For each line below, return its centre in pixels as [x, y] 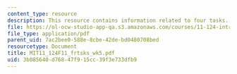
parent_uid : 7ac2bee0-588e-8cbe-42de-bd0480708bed [83, 40]
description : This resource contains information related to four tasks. [118, 20]
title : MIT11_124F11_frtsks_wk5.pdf [61, 54]
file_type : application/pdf [49, 33]
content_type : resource [42, 14]
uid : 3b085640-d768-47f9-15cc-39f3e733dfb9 [72, 60]
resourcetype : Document [42, 47]
